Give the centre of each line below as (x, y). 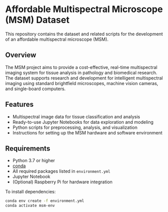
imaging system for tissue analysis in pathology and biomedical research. (81, 73)
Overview (21, 55)
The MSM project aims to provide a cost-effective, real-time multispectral (81, 67)
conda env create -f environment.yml (45, 201)
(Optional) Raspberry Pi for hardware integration (62, 182)
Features (19, 104)
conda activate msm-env (30, 206)
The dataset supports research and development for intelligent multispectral (84, 78)
